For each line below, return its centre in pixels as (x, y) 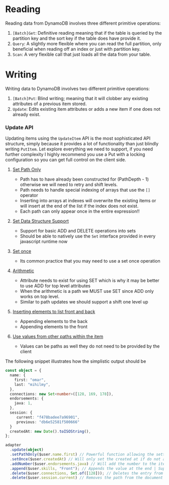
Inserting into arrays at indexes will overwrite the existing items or (88, 201)
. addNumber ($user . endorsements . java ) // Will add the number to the (83, 464)
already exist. (26, 114)
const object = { (23, 371)
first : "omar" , (30, 380)
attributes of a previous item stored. (50, 104)
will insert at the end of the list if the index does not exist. (79, 206)
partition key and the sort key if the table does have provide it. (77, 38)
